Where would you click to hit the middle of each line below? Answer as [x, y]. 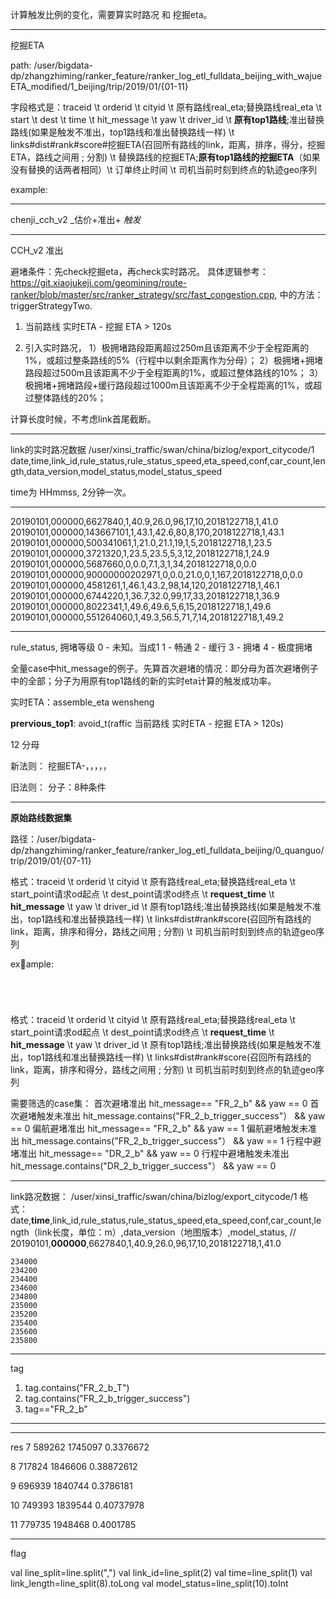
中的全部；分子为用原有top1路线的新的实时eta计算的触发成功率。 [143, 681]
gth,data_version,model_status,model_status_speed [116, 471]
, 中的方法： [299, 294]
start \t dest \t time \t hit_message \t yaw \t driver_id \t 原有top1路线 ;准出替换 [167, 119]
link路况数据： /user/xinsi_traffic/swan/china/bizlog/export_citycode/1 [154, 1196]
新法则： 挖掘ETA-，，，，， [61, 766]
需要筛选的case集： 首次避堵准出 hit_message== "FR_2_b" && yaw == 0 [159, 1103]
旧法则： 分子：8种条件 [58, 787]
